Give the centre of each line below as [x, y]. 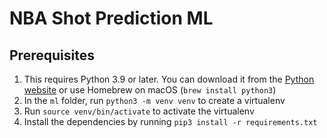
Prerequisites [52, 55]
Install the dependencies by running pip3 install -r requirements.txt [170, 121]
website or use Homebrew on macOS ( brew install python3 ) [150, 90]
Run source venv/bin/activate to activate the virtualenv [139, 111]
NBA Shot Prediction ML [111, 18]
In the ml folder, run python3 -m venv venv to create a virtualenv [154, 100]
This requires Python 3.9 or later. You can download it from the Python [169, 79]
